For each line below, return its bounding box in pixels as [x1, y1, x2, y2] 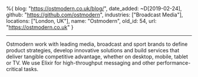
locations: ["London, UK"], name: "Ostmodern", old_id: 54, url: [6, 18, 157, 24]
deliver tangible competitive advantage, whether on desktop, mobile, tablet [6, 53, 189, 60]
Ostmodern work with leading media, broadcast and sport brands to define [6, 41, 188, 48]
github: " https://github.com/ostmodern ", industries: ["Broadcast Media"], [6, 11, 183, 18]
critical [6, 66, 23, 72]
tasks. [24, 66, 39, 72]
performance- [156, 59, 191, 66]
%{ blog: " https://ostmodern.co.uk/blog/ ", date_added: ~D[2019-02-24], [6, 5, 182, 12]
